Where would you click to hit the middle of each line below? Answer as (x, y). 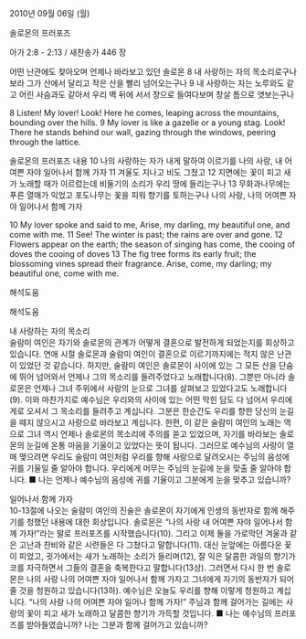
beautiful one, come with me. (64, 273)
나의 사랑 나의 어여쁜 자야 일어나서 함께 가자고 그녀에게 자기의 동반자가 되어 (160, 579)
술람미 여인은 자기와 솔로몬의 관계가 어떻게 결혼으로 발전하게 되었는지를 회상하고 (152, 342)
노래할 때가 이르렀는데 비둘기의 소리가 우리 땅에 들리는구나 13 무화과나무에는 (154, 184)
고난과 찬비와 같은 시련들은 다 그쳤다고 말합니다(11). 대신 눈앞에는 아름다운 (151, 545)
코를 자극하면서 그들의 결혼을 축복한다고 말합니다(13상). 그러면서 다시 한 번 (142, 568)
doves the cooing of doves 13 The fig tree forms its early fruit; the (133, 254)
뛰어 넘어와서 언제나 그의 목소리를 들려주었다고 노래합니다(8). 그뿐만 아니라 (152, 377)
